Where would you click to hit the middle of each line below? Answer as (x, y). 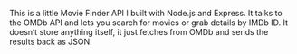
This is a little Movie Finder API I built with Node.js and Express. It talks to (146, 13)
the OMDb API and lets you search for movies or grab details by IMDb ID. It (148, 22)
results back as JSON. (51, 41)
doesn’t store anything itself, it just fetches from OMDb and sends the (139, 32)
